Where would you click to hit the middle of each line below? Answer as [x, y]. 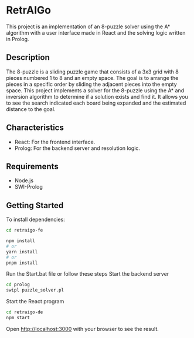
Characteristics [35, 128]
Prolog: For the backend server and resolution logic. [77, 148]
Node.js [24, 180]
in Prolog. [18, 39]
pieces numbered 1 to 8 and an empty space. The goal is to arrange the [92, 78]
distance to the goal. [31, 109]
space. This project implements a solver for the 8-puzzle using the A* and [95, 90]
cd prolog [18, 285]
